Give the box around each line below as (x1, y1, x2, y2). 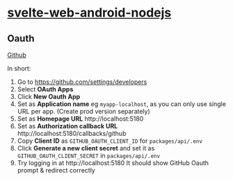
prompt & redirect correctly (17, 166, 95, 174)
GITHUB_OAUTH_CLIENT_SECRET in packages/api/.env (17, 151, 161, 160)
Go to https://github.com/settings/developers (17, 78, 147, 86)
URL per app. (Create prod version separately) (17, 107, 151, 115)
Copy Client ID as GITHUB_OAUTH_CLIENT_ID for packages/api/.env (17, 137, 203, 145)
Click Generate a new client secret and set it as (17, 144, 155, 152)
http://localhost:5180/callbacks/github (17, 130, 127, 137)
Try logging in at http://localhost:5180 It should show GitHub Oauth (17, 159, 209, 167)
